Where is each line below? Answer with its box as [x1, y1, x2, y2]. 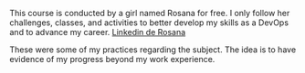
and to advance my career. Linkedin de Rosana [9, 27, 186, 37]
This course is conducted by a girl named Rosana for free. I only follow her [9, 8, 290, 18]
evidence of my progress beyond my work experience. [9, 54, 216, 64]
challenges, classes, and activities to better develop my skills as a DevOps [9, 17, 289, 28]
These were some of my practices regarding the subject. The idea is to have [9, 44, 297, 55]
